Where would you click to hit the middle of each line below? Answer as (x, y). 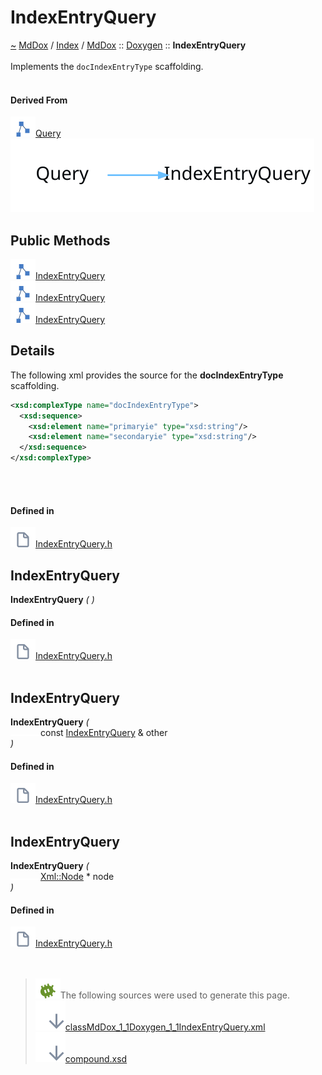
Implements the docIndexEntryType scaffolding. (107, 66)
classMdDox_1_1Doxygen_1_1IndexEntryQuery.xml (165, 1027)
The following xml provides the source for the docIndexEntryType (147, 375)
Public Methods (60, 240)
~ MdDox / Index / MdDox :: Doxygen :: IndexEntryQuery (128, 45)
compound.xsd (96, 1059)
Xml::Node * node (77, 877)
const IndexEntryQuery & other (104, 733)
